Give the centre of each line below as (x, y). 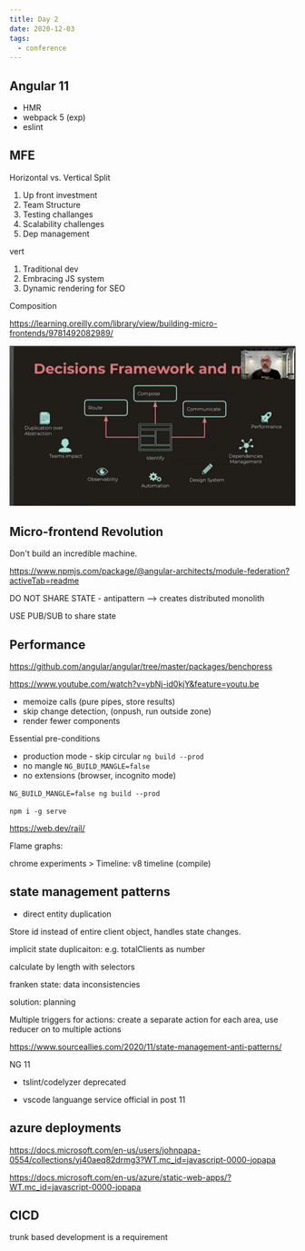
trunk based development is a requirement (89, 1237)
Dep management (56, 233)
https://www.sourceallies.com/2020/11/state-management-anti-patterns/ (146, 1047)
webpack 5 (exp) (54, 117)
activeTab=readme (44, 581)
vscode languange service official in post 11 (104, 1099)
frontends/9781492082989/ (61, 333)
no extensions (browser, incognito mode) (99, 776)
